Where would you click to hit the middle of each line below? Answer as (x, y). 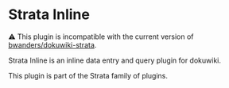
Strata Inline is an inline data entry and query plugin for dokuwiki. (114, 60)
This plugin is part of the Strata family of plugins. (88, 75)
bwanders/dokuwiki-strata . (52, 44)
